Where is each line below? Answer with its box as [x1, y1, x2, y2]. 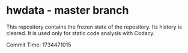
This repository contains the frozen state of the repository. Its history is [6, 23, 182, 30]
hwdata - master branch [6, 4, 129, 17]
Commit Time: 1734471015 [6, 41, 71, 48]
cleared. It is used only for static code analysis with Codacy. [6, 29, 155, 36]
